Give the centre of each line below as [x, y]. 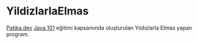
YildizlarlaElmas [47, 11]
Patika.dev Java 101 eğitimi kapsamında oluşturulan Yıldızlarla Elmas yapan [99, 28]
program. [18, 34]
